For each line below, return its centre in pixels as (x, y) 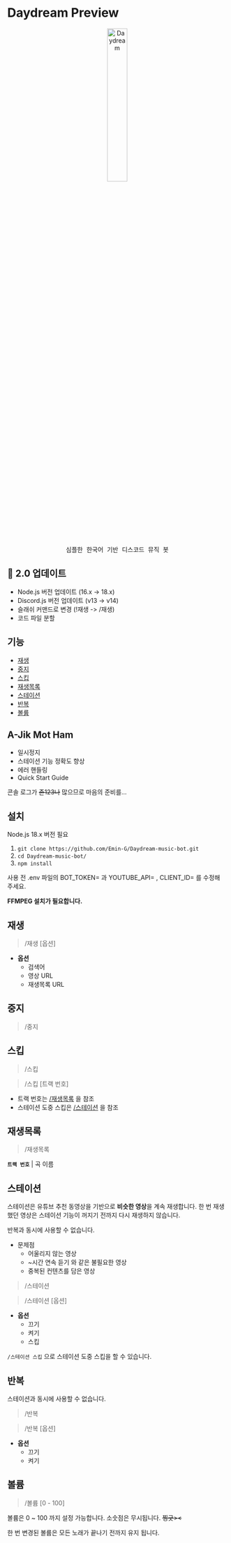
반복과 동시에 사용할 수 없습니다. (51, 1230)
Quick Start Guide (43, 778)
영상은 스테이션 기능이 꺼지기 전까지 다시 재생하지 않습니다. (100, 1215)
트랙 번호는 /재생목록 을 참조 (56, 1098)
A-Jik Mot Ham (40, 735)
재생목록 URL (46, 984)
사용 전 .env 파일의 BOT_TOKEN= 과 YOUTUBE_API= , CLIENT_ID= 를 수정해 (114, 878)
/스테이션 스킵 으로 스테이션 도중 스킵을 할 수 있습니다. (80, 1357)
